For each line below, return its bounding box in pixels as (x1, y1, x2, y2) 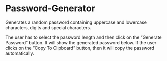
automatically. (5, 50, 34, 56)
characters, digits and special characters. (5, 24, 92, 30)
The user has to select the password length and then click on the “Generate (5, 34, 162, 40)
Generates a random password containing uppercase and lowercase (5, 19, 147, 25)
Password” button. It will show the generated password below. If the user (5, 39, 157, 45)
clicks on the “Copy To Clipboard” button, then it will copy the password (5, 45, 155, 51)
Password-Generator (5, 3, 96, 14)
